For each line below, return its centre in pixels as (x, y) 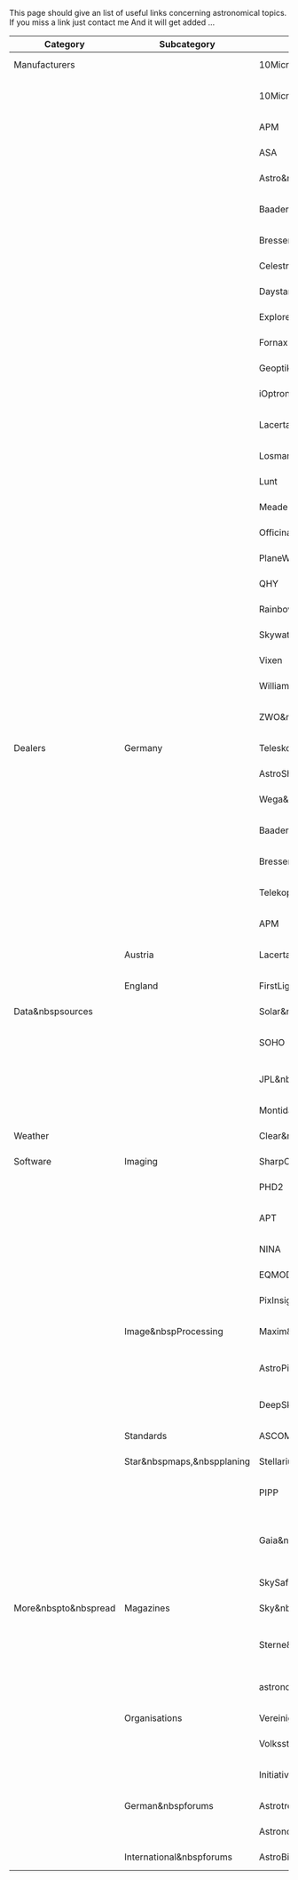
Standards (145, 1436)
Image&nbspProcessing (173, 1331)
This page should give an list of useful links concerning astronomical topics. (148, 13)
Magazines (147, 1608)
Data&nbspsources (53, 1011)
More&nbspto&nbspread (65, 1608)
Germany (143, 748)
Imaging (141, 1161)
